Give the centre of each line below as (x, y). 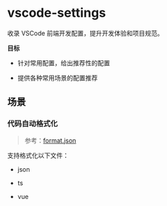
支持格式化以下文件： (38, 155)
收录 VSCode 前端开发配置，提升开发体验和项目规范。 (85, 33)
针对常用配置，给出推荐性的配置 (64, 63)
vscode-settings (57, 13)
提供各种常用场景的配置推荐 (58, 78)
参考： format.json (50, 140)
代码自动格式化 (33, 124)
